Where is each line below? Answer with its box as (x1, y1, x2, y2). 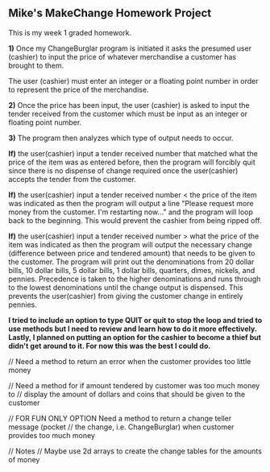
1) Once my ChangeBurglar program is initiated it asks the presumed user (8, 43, 252, 53)
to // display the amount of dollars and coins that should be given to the (8, 389, 246, 399)
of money (8, 454, 40, 464)
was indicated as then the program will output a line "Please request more (8, 198, 254, 208)
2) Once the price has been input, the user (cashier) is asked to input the (8, 100, 250, 110)
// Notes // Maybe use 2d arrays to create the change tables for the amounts (8, 446, 262, 456)
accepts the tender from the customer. (8, 174, 137, 184)
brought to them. (8, 60, 64, 70)
